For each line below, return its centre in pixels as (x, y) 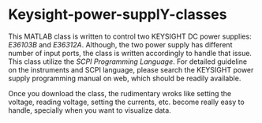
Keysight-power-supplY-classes (118, 15)
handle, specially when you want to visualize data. (90, 110)
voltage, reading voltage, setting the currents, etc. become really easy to (126, 102)
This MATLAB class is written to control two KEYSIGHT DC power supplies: (130, 36)
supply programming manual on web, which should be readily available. (125, 78)
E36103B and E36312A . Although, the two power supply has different (120, 44)
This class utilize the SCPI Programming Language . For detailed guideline (127, 61)
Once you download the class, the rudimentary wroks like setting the (120, 93)
